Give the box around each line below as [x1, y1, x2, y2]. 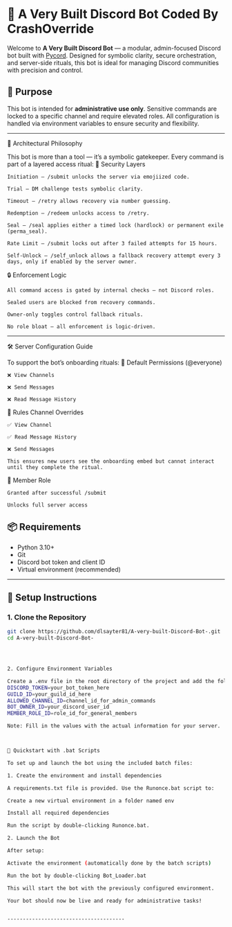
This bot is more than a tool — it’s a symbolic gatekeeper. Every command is [7, 152, 224, 161]
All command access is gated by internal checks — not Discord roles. [7, 287, 215, 294]
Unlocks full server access [7, 502, 88, 509]
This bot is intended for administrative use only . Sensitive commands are [7, 104, 217, 113]
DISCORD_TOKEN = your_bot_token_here [7, 684, 110, 691]
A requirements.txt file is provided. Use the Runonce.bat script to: [7, 784, 215, 792]
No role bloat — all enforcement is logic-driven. [7, 323, 156, 330]
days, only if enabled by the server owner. [7, 258, 137, 265]
